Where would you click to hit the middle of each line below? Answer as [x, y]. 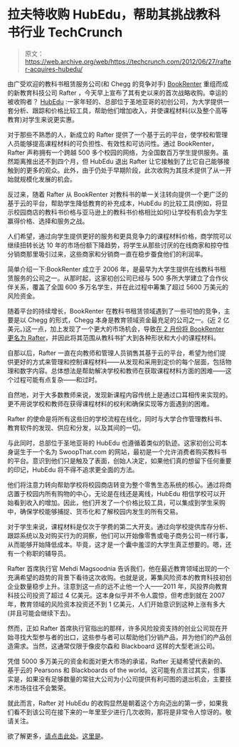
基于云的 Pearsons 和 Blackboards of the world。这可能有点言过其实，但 [114, 670]
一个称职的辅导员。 [41, 553]
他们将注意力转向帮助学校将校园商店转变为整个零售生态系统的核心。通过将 [116, 485]
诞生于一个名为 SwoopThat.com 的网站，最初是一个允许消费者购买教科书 [120, 452]
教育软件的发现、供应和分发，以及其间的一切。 [76, 428]
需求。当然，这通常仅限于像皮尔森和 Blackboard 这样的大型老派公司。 [116, 646]
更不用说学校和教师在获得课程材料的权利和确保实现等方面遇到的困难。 [110, 403]
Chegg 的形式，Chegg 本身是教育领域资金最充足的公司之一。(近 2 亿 [128, 320]
